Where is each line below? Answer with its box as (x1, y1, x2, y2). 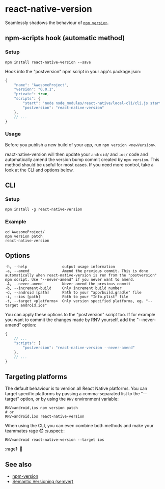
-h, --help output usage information (5, 264, 115, 270)
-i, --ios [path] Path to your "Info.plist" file (5, 295, 129, 299)
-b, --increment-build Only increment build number (5, 286, 122, 291)
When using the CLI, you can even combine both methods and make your (5, 423, 154, 429)
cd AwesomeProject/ (5, 229, 45, 234)
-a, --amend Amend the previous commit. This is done (5, 269, 148, 273)
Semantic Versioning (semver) (12, 479, 74, 485)
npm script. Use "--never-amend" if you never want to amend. (5, 277, 135, 282)
